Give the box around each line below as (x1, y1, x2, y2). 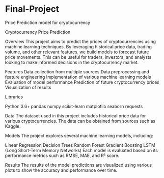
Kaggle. (5, 123, 21, 129)
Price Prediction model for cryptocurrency (5, 20, 91, 25)
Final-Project (5, 3, 59, 15)
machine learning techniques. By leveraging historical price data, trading (5, 44, 152, 49)
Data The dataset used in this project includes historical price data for (5, 112, 146, 118)
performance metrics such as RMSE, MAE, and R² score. (5, 153, 120, 158)
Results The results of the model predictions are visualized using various (5, 162, 152, 168)
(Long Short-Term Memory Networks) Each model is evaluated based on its (5, 147, 158, 153)
